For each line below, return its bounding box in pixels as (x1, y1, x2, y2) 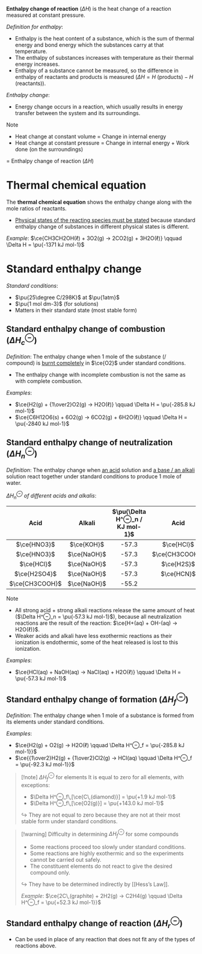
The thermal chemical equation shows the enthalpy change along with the (6, 198, 192, 206)
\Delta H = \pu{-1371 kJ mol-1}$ (6, 241, 85, 248)
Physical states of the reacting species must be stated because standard (14, 216, 195, 224)
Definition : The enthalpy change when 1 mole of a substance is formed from (6, 712, 194, 719)
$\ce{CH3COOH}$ (9, 580, 62, 588)
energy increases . (14, 60, 60, 68)
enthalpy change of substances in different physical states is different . (14, 223, 189, 230)
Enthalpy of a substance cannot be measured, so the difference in (14, 67, 179, 74)
